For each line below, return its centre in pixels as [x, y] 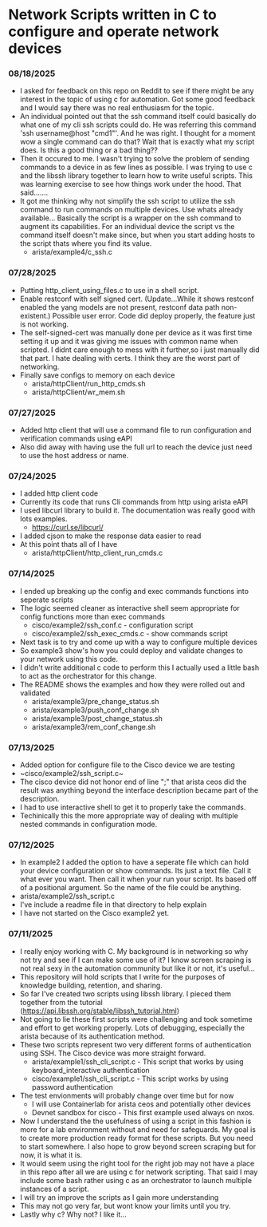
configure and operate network [114, 32]
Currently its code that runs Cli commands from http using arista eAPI [134, 502]
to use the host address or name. [74, 456]
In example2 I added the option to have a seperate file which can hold [134, 862]
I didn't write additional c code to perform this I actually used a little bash [139, 667]
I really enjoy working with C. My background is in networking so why [134, 951]
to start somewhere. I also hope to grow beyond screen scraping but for [138, 1146]
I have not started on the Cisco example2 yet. [94, 913]
